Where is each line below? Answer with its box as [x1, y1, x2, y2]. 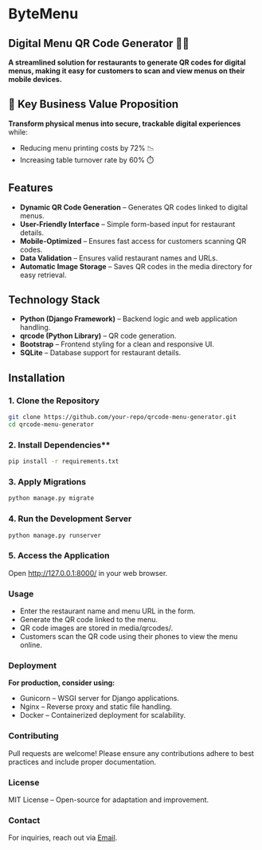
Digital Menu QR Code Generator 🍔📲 [8, 37, 190, 50]
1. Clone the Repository [8, 395, 100, 406]
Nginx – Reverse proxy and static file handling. [19, 702, 173, 711]
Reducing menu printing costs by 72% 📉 [19, 143, 154, 152]
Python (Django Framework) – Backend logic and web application [19, 314, 237, 323]
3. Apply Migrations [8, 476, 86, 487]
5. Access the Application [8, 550, 110, 562]
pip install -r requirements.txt [8, 457, 119, 466]
